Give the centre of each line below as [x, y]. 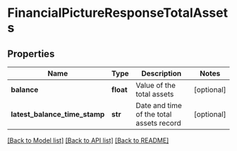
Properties [31, 54]
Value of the [156, 85]
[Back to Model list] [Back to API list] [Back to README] [88, 140]
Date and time [159, 105]
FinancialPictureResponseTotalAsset [117, 13]
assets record [158, 123]
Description [161, 73]
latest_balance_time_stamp [58, 114]
